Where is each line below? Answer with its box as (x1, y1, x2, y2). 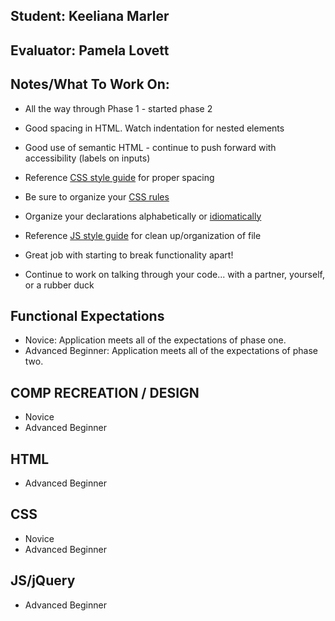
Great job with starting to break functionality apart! (24, 249, 234, 261)
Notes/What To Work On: (10, 76, 170, 93)
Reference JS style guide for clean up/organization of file (24, 229, 262, 241)
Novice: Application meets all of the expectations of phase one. (24, 334, 287, 346)
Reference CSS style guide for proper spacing (24, 171, 215, 183)
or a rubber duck (24, 279, 95, 291)
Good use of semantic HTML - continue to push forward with (24, 141, 277, 153)
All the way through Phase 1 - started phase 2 (24, 102, 213, 114)
